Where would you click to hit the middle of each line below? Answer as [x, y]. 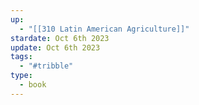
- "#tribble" [46, 66]
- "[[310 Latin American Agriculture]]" [104, 29]
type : [21, 76]
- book [33, 85]
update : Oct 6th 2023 [55, 47]
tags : [21, 57]
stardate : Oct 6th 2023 [60, 38]
